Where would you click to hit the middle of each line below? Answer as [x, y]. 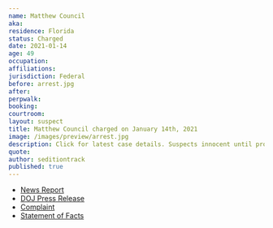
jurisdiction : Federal [47, 76]
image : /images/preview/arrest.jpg [69, 136]
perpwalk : [25, 99]
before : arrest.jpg [41, 84]
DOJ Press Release [52, 199]
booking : [23, 106]
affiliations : [32, 69]
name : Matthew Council [47, 16]
